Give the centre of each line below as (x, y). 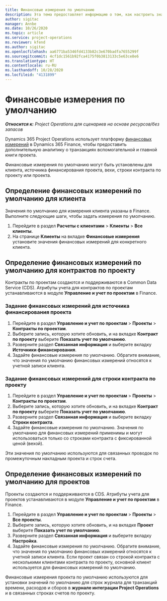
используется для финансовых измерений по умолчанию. (74, 567)
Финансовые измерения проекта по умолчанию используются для (77, 577)
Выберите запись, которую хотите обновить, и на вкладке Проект (83, 525)
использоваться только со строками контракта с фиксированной (82, 438)
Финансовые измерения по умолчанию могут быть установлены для (79, 164)
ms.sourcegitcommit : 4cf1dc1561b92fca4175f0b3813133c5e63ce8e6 (72, 56)
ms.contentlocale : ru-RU (31, 65)
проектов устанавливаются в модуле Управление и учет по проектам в (82, 499)
